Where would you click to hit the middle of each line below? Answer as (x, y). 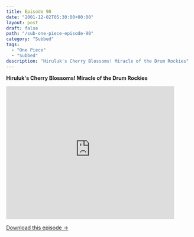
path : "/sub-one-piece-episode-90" (50, 34)
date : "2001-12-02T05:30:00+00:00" (50, 17)
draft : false (22, 28)
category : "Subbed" (30, 39)
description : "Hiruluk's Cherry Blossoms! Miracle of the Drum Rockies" (98, 61)
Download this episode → (37, 228)
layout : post (22, 22)
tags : (13, 45)
